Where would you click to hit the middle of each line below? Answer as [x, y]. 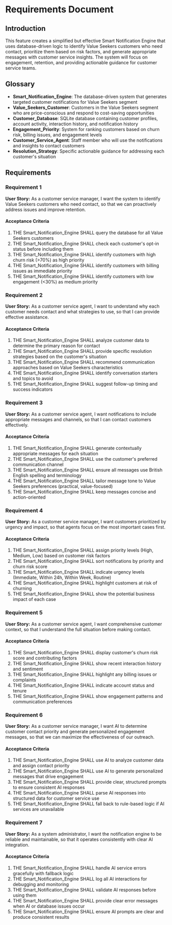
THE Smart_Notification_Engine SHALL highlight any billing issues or [85, 674]
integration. [17, 845]
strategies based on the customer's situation [60, 357]
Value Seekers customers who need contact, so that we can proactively [81, 204]
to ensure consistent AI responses [49, 787]
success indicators [33, 389]
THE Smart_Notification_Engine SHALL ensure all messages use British [88, 470]
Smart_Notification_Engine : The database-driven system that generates [90, 97]
